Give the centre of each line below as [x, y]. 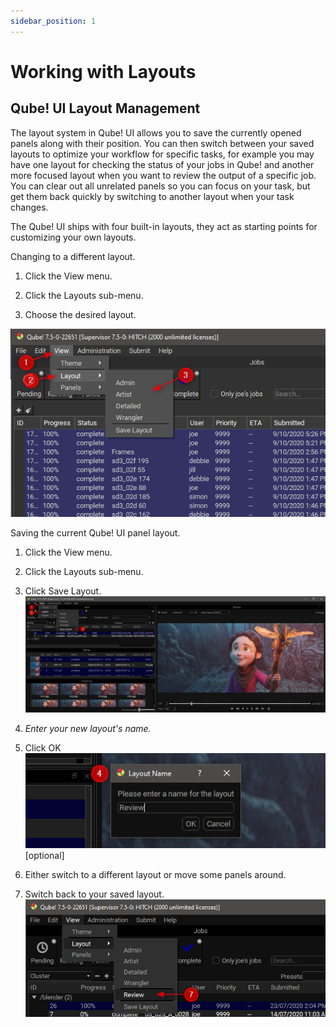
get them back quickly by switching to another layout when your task [152, 196]
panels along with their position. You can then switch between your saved [162, 143]
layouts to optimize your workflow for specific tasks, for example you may [162, 154]
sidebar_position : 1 [53, 21]
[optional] [44, 856]
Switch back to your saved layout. [94, 894]
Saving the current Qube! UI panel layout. [95, 532]
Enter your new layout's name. [88, 729]
